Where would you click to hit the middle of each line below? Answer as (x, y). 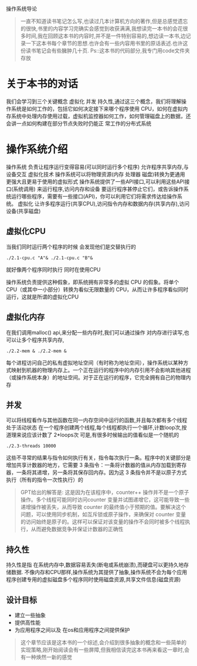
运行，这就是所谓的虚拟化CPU (43, 297)
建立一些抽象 (30, 615)
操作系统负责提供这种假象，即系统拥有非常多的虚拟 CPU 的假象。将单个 (93, 282)
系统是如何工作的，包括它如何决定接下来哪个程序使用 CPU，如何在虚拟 (97, 108)
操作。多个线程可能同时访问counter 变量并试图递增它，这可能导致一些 (105, 500)
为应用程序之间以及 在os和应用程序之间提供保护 (72, 629)
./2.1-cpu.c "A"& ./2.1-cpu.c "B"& (50, 258)
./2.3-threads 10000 (31, 446)
